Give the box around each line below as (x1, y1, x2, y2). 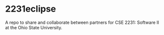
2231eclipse (5, 3, 56, 15)
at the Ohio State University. (5, 24, 63, 30)
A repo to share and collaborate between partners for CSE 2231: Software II (5, 19, 160, 25)
